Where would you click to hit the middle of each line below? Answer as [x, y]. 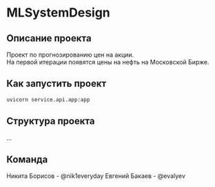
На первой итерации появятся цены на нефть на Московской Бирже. [108, 62]
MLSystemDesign [59, 13]
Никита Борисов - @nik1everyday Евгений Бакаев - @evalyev [96, 176]
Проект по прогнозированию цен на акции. [70, 55]
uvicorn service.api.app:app [48, 99]
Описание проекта [49, 38]
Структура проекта [51, 121]
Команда [27, 159]
